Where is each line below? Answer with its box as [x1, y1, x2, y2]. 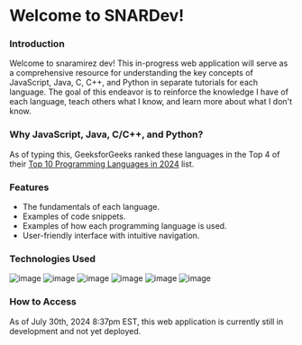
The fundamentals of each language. [22, 202, 160, 213]
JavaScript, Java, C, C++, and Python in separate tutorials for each [9, 77, 259, 88]
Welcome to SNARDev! [9, 5, 185, 26]
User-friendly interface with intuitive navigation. [22, 231, 200, 241]
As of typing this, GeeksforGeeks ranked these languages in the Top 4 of [9, 149, 280, 159]
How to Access [9, 295, 77, 308]
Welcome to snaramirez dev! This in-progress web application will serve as [9, 58, 288, 68]
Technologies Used [9, 253, 96, 265]
